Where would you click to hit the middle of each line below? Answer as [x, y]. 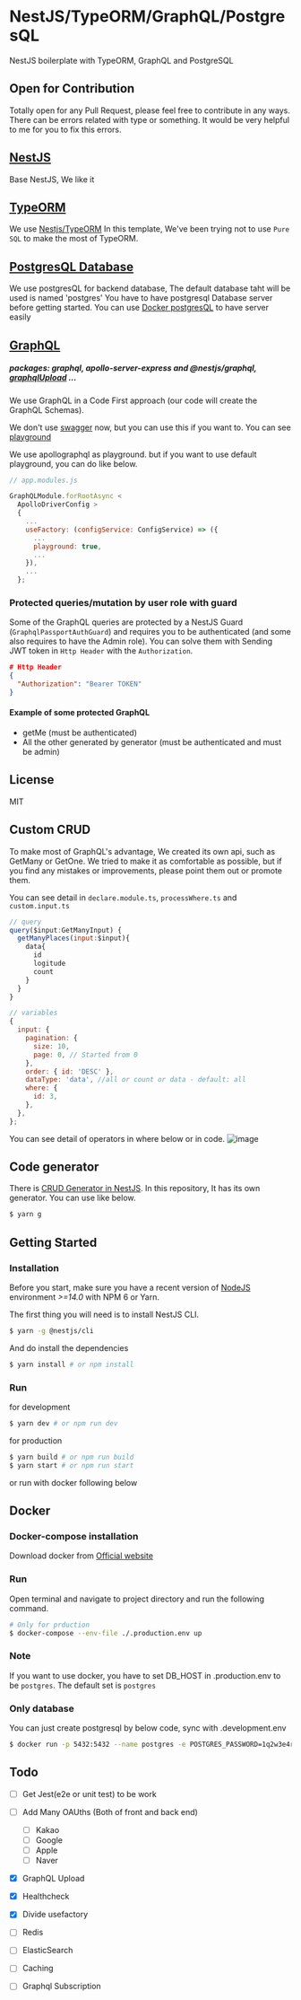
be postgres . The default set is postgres [83, 1685]
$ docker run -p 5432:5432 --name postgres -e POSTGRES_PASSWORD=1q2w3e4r [152, 1745]
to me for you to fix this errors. [65, 129]
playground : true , [67, 546]
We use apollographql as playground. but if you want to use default [133, 454]
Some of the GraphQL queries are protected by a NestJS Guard [126, 622]
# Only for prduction [50, 1625]
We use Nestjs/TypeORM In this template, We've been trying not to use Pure [150, 229]
